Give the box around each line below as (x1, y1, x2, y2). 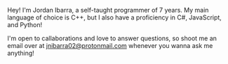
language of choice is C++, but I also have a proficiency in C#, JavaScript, (7, 13, 222, 22)
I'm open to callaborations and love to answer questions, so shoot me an (7, 34, 217, 42)
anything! (7, 49, 35, 57)
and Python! (7, 21, 43, 29)
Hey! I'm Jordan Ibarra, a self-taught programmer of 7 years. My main (7, 6, 209, 14)
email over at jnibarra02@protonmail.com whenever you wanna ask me (7, 42, 213, 49)
